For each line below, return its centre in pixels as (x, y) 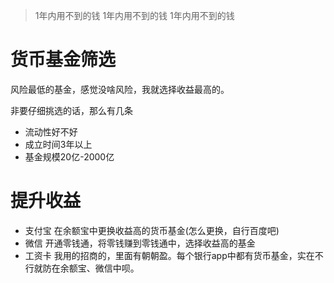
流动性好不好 (51, 131)
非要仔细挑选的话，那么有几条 (71, 110)
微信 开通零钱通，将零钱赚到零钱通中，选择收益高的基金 (140, 243)
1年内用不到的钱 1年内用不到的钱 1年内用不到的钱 (134, 15)
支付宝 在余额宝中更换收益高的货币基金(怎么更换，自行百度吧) (152, 230)
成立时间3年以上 (58, 144)
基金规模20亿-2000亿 (69, 156)
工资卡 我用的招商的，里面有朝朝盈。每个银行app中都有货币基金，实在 (169, 255)
